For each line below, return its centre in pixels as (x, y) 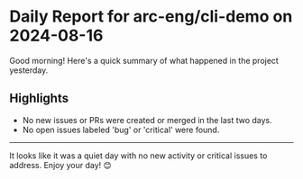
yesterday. (29, 70)
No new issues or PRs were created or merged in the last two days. (147, 120)
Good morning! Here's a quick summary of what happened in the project (144, 60)
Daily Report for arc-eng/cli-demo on (151, 17)
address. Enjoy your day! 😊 (61, 165)
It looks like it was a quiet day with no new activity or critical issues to (138, 156)
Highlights (39, 98)
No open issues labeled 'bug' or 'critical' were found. (121, 130)
